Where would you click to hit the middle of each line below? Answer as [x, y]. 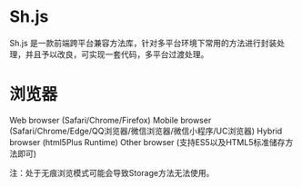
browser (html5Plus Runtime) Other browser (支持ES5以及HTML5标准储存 [147, 142]
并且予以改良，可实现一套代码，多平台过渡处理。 [117, 54]
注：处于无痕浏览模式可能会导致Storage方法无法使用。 [112, 172]
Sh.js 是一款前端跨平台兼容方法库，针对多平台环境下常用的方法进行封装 [143, 43]
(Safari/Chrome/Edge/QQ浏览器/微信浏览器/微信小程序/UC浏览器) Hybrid [146, 131]
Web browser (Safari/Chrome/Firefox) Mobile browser [111, 120]
